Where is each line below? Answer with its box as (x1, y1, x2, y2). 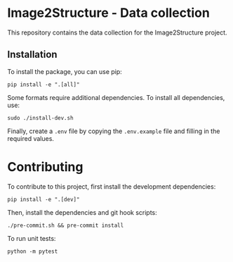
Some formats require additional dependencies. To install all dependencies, (7, 93, 225, 101)
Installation (7, 49, 58, 61)
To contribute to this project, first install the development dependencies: (7, 182, 216, 191)
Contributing (7, 158, 84, 175)
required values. (7, 134, 55, 142)
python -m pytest (7, 248, 58, 255)
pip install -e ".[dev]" (7, 196, 80, 203)
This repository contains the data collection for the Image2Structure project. (7, 28, 227, 37)
